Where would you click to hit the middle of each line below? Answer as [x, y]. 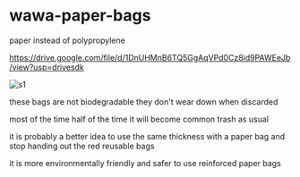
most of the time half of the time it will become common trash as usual [139, 119]
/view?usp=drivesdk [47, 67]
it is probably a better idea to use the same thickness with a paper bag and [147, 136]
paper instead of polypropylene [67, 40]
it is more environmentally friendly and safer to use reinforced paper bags [146, 163]
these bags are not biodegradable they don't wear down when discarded [144, 101]
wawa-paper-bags [80, 16]
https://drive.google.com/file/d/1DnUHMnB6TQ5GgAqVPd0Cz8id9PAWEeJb [150, 57]
